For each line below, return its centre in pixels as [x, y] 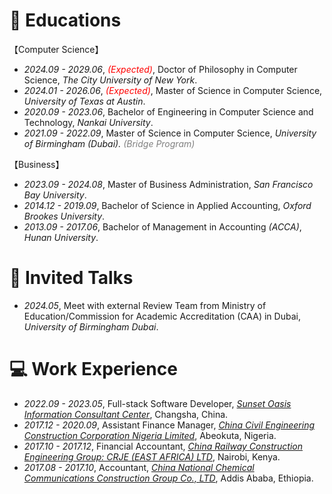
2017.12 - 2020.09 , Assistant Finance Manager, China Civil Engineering [169, 425]
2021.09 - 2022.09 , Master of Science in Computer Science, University [170, 133]
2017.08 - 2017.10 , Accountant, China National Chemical [139, 467]
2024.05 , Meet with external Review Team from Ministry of [145, 305]
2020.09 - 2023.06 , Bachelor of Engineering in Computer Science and [168, 111]
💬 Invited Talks [71, 278]
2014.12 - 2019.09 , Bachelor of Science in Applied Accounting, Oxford [167, 205]
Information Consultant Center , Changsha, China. [126, 414]
